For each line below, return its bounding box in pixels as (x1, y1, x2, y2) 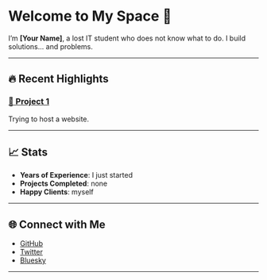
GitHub (19, 239, 44, 248)
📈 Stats (8, 146, 48, 159)
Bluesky (19, 255, 46, 265)
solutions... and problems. (8, 41, 93, 51)
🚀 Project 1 (8, 96, 50, 107)
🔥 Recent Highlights (8, 72, 109, 86)
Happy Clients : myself (19, 187, 94, 197)
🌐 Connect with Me (8, 217, 106, 231)
